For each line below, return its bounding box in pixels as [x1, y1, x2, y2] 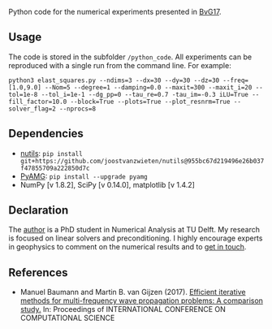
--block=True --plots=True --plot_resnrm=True [70, 97, 231, 106]
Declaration [8, 203, 69, 218]
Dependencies [8, 127, 84, 141]
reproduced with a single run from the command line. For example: [8, 60, 231, 70]
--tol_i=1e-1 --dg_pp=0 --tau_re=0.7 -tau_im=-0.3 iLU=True [41, 90, 249, 98]
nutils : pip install [19, 148, 83, 158]
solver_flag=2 [8, 105, 57, 113]
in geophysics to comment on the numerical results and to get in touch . [8, 242, 247, 252]
